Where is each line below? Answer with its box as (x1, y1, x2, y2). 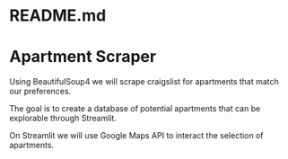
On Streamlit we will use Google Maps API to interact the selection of (9, 130, 264, 141)
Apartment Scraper (9, 47, 157, 67)
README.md (9, 5, 107, 26)
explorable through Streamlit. (9, 113, 117, 124)
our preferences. (9, 86, 72, 97)
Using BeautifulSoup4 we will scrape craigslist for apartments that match (9, 76, 280, 87)
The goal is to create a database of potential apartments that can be (9, 103, 261, 114)
